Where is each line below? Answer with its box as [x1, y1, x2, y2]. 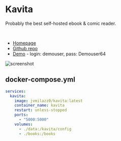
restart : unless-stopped [14, 108, 67, 113]
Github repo [12, 45, 38, 51]
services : [5, 89, 26, 94]
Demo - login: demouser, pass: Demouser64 [12, 51, 106, 57]
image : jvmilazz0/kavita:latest [14, 98, 83, 103]
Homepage [12, 40, 37, 46]
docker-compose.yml [5, 75, 75, 84]
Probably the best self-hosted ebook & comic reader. [5, 20, 116, 26]
